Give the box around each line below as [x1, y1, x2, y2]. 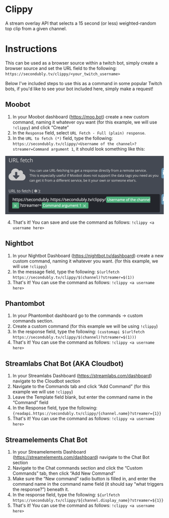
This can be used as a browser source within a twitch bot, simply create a [5, 59, 158, 66]
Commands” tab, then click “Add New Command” [12, 470, 116, 476]
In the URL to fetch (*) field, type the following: [12, 135, 113, 141]
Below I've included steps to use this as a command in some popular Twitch [5, 80, 162, 86]
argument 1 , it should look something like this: [51, 146, 145, 152]
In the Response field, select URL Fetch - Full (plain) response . [12, 129, 146, 136]
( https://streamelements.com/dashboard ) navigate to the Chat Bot [12, 455, 150, 460]
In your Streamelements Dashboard [12, 449, 87, 455]
